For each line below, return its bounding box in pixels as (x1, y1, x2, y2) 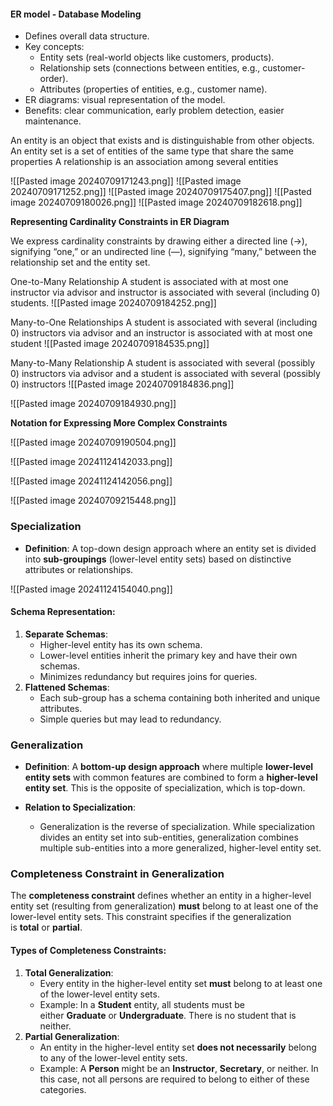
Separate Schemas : (24, 628, 108, 640)
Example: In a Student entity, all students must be (39, 998, 245, 1010)
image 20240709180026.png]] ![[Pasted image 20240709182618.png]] (10, 196, 303, 209)
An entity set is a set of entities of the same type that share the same (10, 145, 294, 157)
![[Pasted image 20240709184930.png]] (10, 398, 177, 410)
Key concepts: (24, 41, 85, 53)
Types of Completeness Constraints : (10, 944, 167, 956)
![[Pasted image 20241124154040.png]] (10, 583, 173, 595)
